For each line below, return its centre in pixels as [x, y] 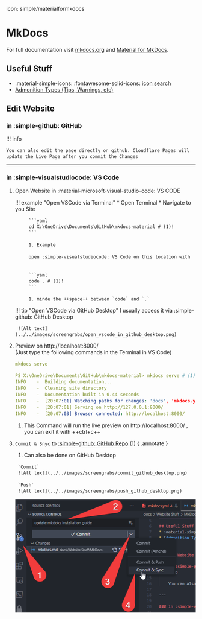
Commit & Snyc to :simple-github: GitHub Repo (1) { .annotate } [91, 443]
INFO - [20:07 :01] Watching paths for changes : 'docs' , [92, 401]
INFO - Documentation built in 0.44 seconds [77, 395]
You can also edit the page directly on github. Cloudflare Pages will [98, 151]
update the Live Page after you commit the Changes [72, 157]
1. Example [42, 245]
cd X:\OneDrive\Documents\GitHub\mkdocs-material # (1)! [101, 227]
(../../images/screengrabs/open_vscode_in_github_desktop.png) [96, 334]
